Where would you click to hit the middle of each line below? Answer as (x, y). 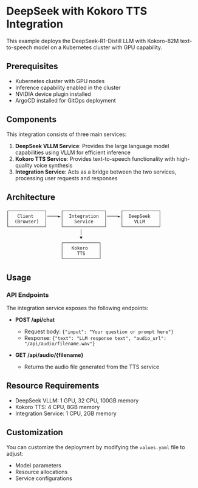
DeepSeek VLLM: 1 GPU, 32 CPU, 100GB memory (77, 400)
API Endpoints (28, 294)
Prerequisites (32, 66)
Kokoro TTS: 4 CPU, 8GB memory (57, 407)
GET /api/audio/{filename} (49, 355)
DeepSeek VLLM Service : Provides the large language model (92, 146)
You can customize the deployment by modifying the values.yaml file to (96, 447)
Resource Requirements (53, 386)
